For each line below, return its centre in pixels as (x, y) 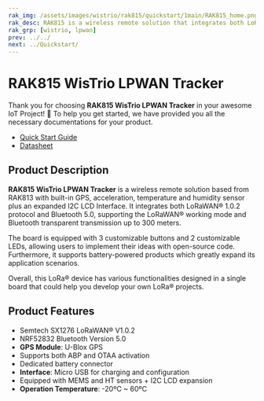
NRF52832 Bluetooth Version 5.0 (73, 338)
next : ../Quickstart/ (44, 45)
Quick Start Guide (48, 138)
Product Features (51, 311)
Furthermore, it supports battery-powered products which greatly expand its (132, 254)
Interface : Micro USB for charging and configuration (104, 372)
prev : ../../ (29, 37)
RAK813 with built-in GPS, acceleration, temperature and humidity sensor (126, 197)
